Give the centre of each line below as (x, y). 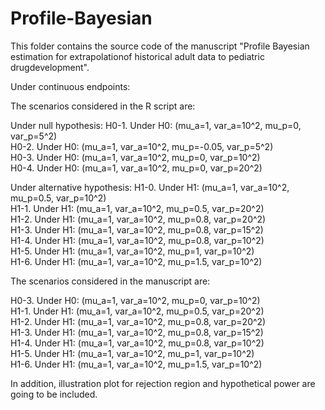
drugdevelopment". (50, 67)
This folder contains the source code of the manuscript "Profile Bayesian (160, 46)
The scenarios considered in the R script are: (103, 106)
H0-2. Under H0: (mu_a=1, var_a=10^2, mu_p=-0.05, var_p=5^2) (142, 146)
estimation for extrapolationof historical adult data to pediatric (137, 56)
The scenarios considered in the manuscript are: (110, 281)
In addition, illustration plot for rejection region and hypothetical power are (163, 383)
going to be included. (54, 394)
